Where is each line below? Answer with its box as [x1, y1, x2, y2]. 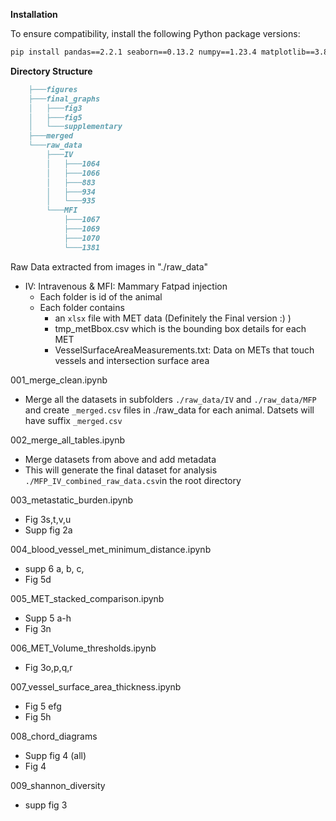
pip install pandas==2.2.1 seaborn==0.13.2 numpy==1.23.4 [10, 47, 257, 57]
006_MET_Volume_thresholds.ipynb [10, 642, 157, 654]
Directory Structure [10, 65, 93, 77]
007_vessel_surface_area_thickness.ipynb [10, 680, 182, 693]
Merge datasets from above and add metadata [24, 453, 217, 465]
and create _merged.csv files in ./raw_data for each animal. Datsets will [24, 404, 315, 416]
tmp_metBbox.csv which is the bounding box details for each [54, 322, 307, 334]
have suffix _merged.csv [24, 414, 123, 426]
